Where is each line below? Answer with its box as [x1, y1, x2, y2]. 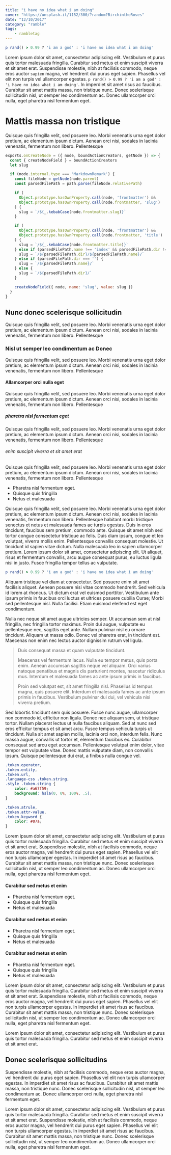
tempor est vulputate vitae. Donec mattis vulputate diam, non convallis [5, 747, 153, 753]
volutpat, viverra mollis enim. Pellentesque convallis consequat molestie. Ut [5, 538, 164, 544]
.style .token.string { [5, 782, 56, 787]
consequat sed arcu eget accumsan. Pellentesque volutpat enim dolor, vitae [5, 742, 164, 748]
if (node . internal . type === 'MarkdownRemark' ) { [10, 172, 115, 177]
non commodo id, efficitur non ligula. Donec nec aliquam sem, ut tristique [5, 714, 159, 721]
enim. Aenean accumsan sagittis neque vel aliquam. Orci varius [17, 662, 151, 668]
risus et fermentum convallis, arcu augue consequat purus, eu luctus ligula [5, 554, 162, 560]
